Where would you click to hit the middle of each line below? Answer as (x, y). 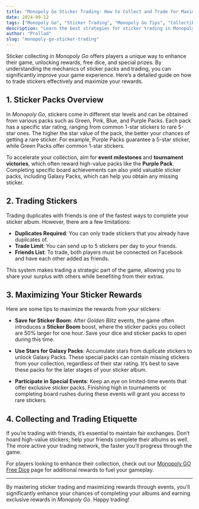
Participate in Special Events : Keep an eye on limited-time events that (100, 381)
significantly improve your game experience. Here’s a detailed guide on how (99, 75)
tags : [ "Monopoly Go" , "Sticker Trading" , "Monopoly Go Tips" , (86, 23)
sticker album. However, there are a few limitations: (69, 222)
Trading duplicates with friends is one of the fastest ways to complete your (97, 215)
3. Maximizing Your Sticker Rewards (74, 295)
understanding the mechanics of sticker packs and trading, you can (89, 69)
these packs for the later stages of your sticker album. (81, 370)
